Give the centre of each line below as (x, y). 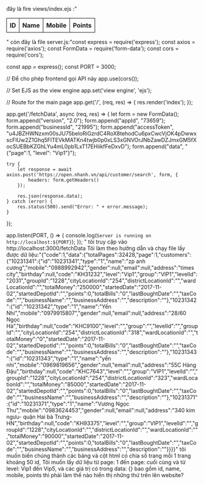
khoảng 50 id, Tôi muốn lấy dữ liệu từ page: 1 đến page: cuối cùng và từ (96, 462)
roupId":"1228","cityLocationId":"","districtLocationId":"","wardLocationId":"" (102, 430)
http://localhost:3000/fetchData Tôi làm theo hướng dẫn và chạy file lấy (96, 248)
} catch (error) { (30, 201)
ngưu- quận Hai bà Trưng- (39, 417)
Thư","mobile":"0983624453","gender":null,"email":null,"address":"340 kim (101, 410)
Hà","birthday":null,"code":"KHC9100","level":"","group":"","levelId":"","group (102, 326)
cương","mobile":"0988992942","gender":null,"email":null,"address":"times (100, 268)
